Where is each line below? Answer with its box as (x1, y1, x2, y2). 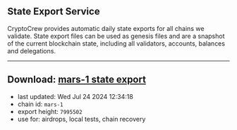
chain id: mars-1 (17, 100, 63, 108)
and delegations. (7, 46, 56, 55)
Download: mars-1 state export (7, 74, 147, 86)
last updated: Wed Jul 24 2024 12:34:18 (17, 92, 134, 100)
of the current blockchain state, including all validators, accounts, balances (7, 39, 226, 48)
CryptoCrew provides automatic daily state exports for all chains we (7, 24, 205, 32)
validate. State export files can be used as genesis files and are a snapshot (7, 32, 225, 40)
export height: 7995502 (17, 107, 83, 115)
